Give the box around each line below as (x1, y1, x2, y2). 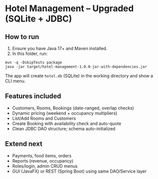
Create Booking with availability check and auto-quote (12, 120, 121, 126)
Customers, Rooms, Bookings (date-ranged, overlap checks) (12, 105, 134, 111)
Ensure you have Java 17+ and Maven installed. (12, 46, 108, 51)
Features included (5, 92, 61, 100)
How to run (5, 33, 39, 41)
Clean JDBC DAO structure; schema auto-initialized (12, 125, 116, 131)
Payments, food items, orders (12, 153, 72, 159)
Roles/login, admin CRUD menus (12, 163, 78, 169)
